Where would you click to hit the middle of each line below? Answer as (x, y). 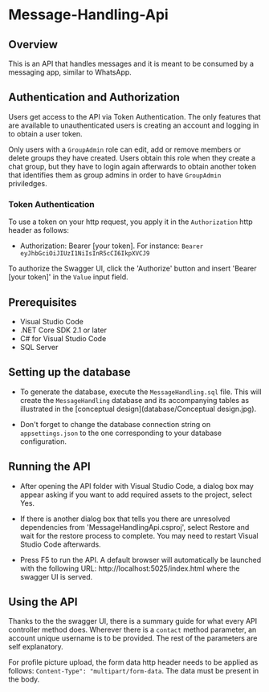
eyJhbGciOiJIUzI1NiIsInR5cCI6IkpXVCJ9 (85, 254)
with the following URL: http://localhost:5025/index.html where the (130, 568)
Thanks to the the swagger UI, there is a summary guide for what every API (133, 621)
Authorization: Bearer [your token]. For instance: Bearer (112, 246)
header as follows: (39, 230)
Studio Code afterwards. (61, 544)
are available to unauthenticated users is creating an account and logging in (134, 125)
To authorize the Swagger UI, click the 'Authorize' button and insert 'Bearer (132, 269)
